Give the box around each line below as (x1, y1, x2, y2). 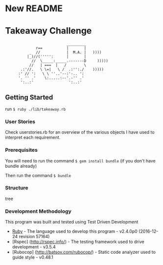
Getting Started (5, 93, 53, 102)
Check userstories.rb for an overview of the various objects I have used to (5, 129, 155, 135)
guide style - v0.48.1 (12, 254, 54, 260)
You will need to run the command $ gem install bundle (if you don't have (5, 158, 156, 163)
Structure (5, 184, 28, 191)
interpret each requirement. (5, 135, 61, 141)
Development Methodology (5, 208, 72, 215)
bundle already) (5, 163, 37, 169)
